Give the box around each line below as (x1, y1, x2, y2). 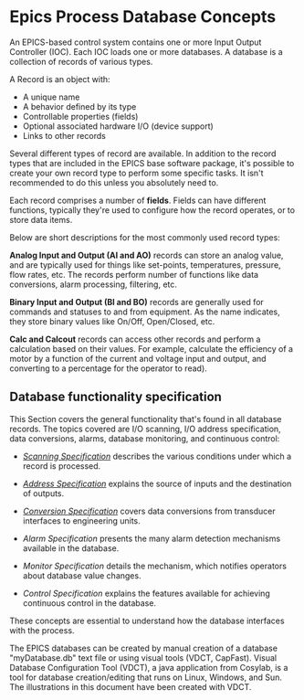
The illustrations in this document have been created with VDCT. (9, 681, 252, 692)
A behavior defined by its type (22, 101, 137, 111)
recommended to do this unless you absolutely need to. (9, 176, 219, 188)
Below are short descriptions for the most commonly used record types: (9, 231, 280, 243)
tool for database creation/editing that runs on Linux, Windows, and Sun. (9, 672, 283, 683)
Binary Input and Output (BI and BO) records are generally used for (9, 296, 265, 307)
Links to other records (22, 130, 107, 141)
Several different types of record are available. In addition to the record (9, 148, 277, 159)
